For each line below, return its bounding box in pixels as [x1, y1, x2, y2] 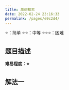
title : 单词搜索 [5, 7, 35, 12]
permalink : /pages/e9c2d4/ [5, 16, 60, 21]
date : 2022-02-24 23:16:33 [5, 12, 60, 16]
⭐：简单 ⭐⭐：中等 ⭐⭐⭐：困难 [5, 30, 64, 36]
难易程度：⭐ [5, 61, 30, 67]
